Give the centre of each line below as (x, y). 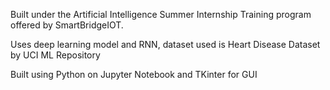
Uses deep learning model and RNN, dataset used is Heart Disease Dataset (165, 44)
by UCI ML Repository (55, 55)
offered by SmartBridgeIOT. (67, 25)
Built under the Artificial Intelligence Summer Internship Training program (161, 14)
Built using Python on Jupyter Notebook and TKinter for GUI (134, 74)
